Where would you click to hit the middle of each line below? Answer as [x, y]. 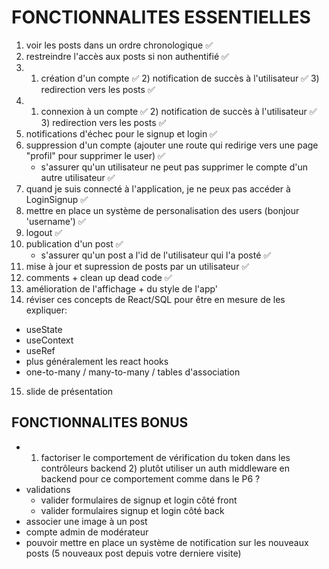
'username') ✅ [55, 221]
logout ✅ [44, 232]
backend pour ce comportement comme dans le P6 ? [150, 478]
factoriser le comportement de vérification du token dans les [165, 457]
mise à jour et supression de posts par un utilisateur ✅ [137, 266]
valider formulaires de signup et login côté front [139, 500]
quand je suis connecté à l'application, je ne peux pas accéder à [158, 188]
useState [44, 329]
